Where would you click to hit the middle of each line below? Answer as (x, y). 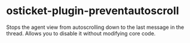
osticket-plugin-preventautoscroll (93, 11)
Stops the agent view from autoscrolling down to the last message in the (95, 27)
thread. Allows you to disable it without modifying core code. (81, 33)
